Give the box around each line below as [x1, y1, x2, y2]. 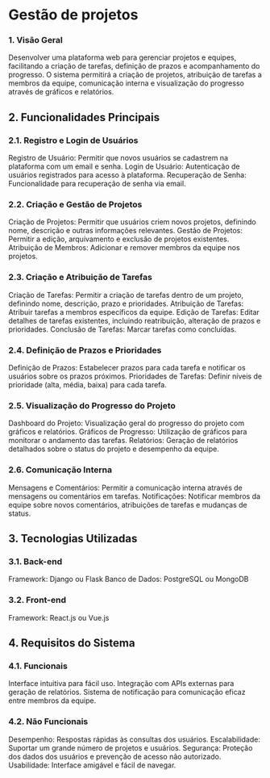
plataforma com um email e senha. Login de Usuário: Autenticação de [8, 161, 240, 171]
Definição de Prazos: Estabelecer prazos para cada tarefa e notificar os [8, 363, 246, 373]
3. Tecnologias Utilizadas [8, 532, 138, 546]
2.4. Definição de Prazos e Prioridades [8, 345, 162, 356]
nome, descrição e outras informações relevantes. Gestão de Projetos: [8, 226, 243, 236]
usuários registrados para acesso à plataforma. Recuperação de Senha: [8, 170, 247, 180]
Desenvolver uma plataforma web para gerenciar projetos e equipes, [8, 52, 237, 62]
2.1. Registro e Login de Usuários [8, 135, 139, 146]
